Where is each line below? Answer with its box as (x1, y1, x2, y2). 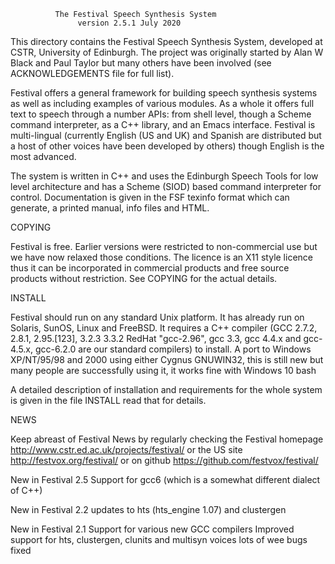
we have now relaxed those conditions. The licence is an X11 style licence (10, 251, 313, 263)
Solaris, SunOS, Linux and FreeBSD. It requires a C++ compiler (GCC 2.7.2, (10, 322, 318, 334)
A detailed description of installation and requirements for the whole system (10, 384, 323, 395)
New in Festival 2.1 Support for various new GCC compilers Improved (10, 523, 295, 535)
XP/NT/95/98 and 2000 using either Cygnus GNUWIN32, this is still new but (10, 354, 324, 365)
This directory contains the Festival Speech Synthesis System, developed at (10, 36, 323, 47)
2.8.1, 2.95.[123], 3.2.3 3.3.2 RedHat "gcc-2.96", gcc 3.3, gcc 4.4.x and (10, 333, 302, 344)
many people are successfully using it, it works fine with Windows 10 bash (10, 365, 317, 376)
